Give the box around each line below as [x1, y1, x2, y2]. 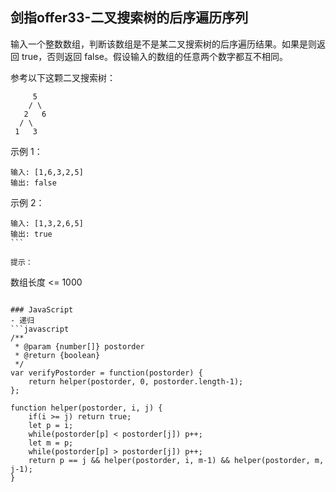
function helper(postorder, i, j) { [10, 403, 163, 413]
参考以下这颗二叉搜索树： [10, 71, 116, 83]
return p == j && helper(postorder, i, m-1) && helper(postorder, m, [28, 455, 325, 465]
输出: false [10, 178, 57, 188]
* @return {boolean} [14, 350, 101, 360]
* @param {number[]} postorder [14, 341, 145, 352]
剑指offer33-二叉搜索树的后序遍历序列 [10, 9, 249, 27]
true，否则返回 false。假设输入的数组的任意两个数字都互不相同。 [21, 50, 288, 62]
